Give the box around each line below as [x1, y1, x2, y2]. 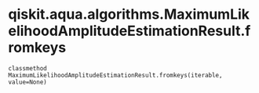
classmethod [8, 64, 47, 72]
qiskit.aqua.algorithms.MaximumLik [8, 5, 250, 23]
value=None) [8, 78, 47, 86]
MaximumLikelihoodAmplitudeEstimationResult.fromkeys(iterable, [8, 71, 223, 79]
